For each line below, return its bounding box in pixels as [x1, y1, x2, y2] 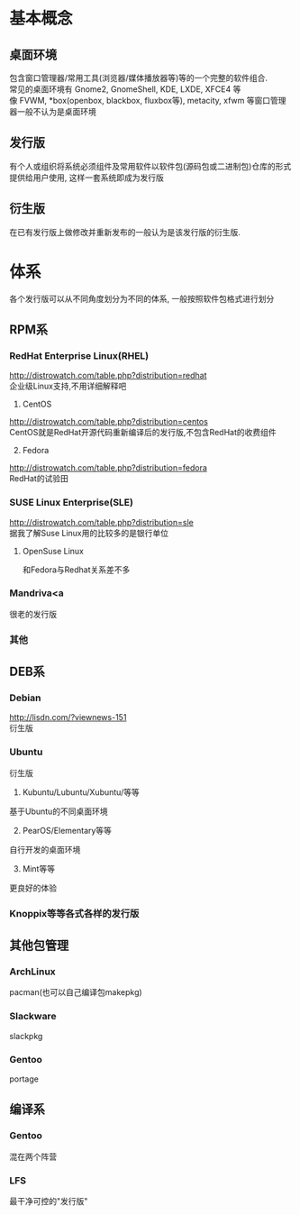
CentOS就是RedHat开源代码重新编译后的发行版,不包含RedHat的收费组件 [9, 427, 277, 438]
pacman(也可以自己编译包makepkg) [9, 987, 142, 998]
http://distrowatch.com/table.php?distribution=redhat [9, 370, 207, 381]
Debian [9, 691, 41, 704]
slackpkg [9, 1030, 43, 1041]
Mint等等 [22, 863, 56, 874]
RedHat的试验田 [9, 473, 69, 484]
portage [9, 1073, 39, 1084]
